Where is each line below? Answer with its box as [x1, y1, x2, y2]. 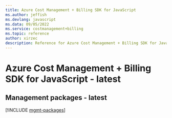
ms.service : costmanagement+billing [5, 26, 83, 32]
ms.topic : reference [5, 31, 50, 36]
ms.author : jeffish [5, 12, 47, 17]
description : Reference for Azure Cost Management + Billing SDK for [5, 41, 157, 46]
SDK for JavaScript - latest [5, 73, 121, 84]
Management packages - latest [5, 94, 107, 102]
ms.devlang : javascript [5, 17, 56, 22]
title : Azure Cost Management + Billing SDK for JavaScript [5, 7, 137, 13]
